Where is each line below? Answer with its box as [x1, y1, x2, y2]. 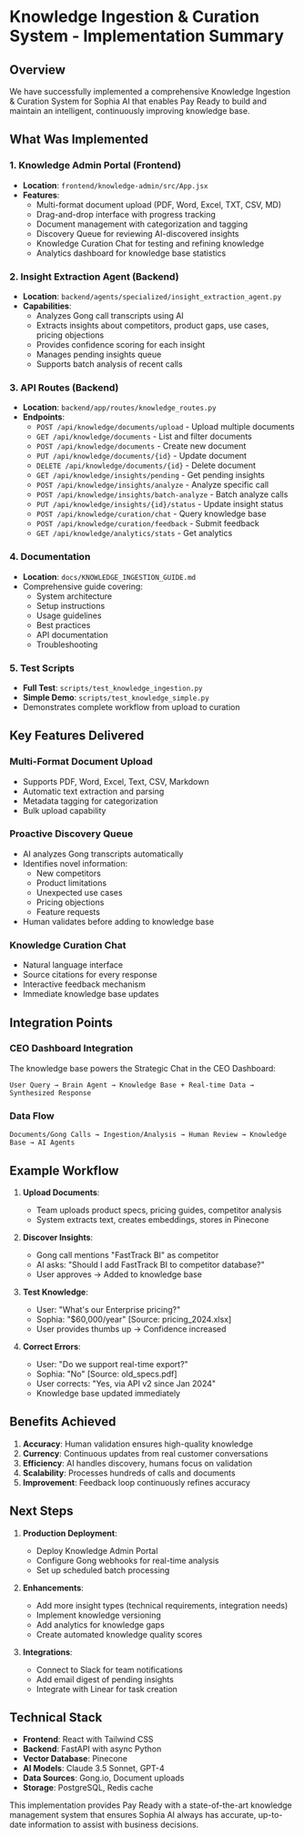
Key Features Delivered [9, 728, 145, 744]
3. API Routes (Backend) [9, 381, 119, 393]
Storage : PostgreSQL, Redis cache [22, 1782, 154, 1793]
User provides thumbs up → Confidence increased [35, 1323, 227, 1335]
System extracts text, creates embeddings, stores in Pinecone [35, 1213, 269, 1225]
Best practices [35, 619, 91, 630]
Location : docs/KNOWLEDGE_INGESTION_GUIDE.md [22, 571, 197, 582]
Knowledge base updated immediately [35, 1387, 180, 1398]
